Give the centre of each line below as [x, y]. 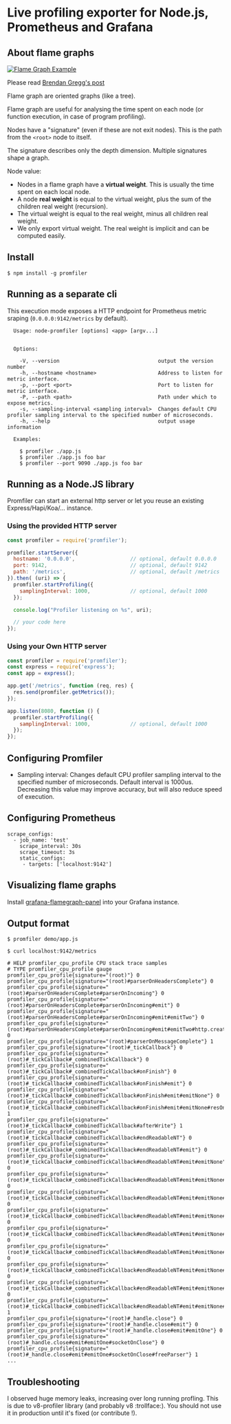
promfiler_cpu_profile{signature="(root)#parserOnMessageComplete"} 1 [110, 1042]
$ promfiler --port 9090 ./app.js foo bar [81, 463]
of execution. [36, 796]
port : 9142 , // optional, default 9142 [110, 566]
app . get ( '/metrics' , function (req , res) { [70, 686]
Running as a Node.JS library [71, 484]
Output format [38, 923]
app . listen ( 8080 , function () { [53, 711]
